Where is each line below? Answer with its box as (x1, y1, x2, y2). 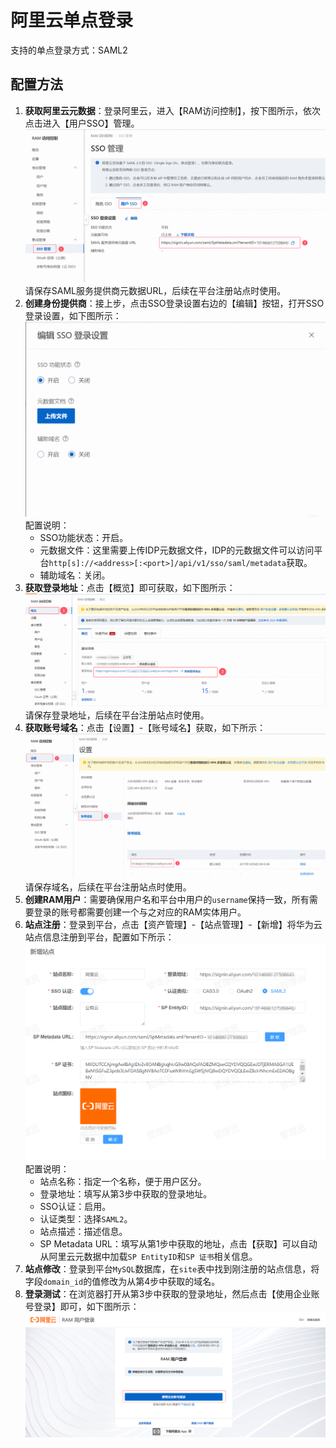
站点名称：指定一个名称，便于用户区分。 (39, 1176, 207, 1188)
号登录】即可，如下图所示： (24, 1301, 140, 1313)
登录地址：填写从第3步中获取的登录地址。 (39, 1188, 213, 1200)
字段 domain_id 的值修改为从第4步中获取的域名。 (24, 1276, 221, 1288)
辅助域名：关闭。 (39, 569, 111, 581)
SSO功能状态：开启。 (39, 531, 129, 543)
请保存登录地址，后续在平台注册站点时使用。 (24, 709, 210, 721)
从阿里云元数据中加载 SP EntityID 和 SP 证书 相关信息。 (39, 1251, 258, 1263)
